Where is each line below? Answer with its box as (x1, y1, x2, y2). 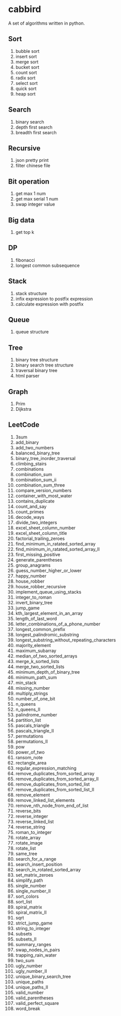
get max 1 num (15, 191, 46, 197)
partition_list (15, 717, 42, 723)
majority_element (15, 642, 51, 648)
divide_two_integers (15, 519, 57, 525)
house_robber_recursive (15, 583, 66, 589)
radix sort (15, 74, 36, 81)
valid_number (15, 989, 44, 995)
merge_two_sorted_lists (15, 664, 65, 670)
